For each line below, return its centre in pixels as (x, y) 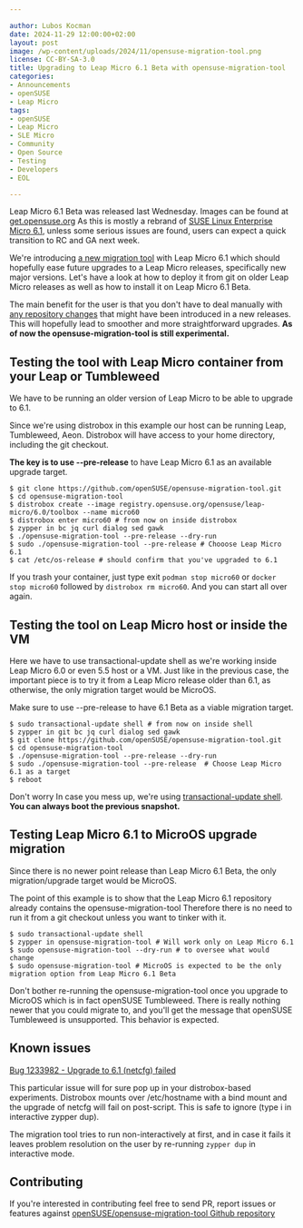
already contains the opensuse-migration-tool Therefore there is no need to (151, 907)
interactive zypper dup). (54, 1116)
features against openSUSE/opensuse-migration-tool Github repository (142, 1213)
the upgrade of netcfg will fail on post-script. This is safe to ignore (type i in (151, 1107)
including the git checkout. (59, 445)
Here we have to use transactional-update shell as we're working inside (143, 661)
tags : (20, 110)
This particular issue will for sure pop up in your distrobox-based (130, 1087)
